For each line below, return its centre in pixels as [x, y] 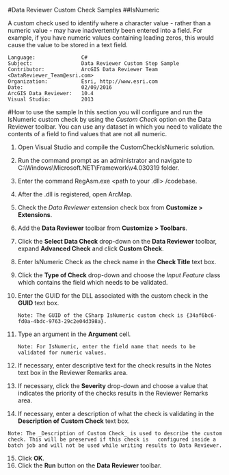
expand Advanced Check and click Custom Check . [91, 248]
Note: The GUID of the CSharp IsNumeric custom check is [100, 316]
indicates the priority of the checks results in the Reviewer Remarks [113, 393]
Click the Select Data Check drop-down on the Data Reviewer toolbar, [117, 241]
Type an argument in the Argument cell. [74, 334]
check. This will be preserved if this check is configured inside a [112, 439]
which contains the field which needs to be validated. [93, 282]
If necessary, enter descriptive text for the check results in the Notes [114, 365]
